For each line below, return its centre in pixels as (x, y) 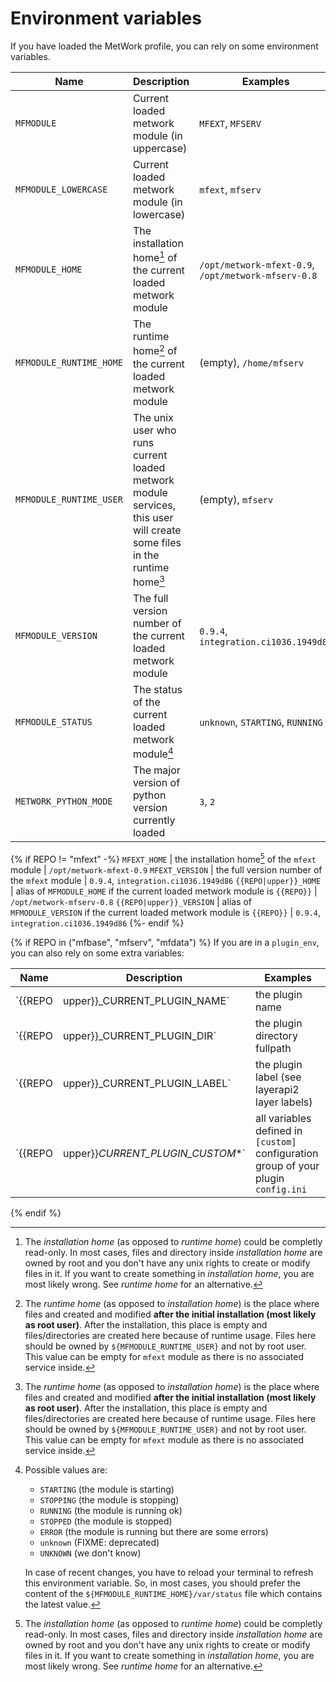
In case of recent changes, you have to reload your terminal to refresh (169, 1572)
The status (157, 689)
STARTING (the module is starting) (107, 1489)
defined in (279, 1130)
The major (156, 770)
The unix (153, 417)
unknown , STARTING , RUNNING (261, 722)
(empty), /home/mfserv (252, 362)
